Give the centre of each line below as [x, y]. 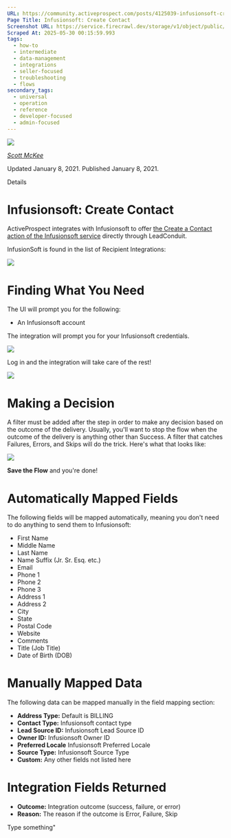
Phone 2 [29, 582]
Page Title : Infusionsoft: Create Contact [69, 20]
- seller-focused [38, 71]
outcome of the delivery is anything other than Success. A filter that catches [115, 437]
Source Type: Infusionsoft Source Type [73, 752]
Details [17, 182]
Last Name [32, 553]
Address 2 [32, 604]
